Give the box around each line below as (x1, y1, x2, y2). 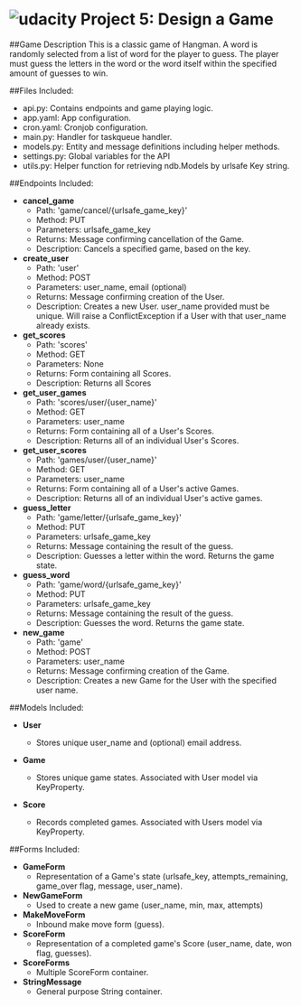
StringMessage (22, 976, 82, 987)
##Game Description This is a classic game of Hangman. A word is (9, 39, 259, 50)
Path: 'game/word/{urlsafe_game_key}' (35, 579, 183, 590)
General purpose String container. (35, 985, 163, 997)
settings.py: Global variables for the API (22, 150, 170, 162)
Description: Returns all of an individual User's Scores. (35, 434, 240, 446)
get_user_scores (22, 444, 88, 455)
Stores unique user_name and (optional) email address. (35, 737, 242, 748)
